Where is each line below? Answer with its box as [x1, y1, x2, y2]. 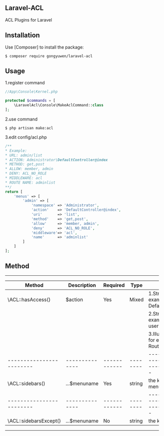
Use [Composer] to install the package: [5, 44, 84, 50]
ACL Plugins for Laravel [5, 17, 52, 23]
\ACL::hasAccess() [7, 296, 51, 303]
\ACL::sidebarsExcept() [7, 417, 61, 424]
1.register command [5, 80, 45, 86]
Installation [5, 31, 40, 40]
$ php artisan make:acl [5, 125, 54, 130]
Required [103, 282, 125, 289]
